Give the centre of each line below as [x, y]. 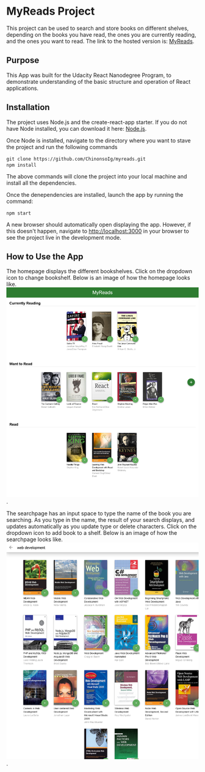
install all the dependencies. [41, 183]
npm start [19, 213]
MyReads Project [51, 11]
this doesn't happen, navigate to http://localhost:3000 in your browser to [98, 231]
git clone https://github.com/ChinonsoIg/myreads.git [76, 159]
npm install [21, 165]
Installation [28, 107]
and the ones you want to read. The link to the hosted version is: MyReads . [100, 41]
